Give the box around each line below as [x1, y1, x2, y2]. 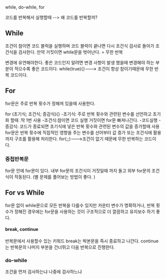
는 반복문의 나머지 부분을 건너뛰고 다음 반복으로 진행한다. [5, 244, 115, 250]
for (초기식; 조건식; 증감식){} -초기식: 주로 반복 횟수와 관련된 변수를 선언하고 [5, 111, 152, 117]
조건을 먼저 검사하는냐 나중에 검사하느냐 [5, 269, 82, 275]
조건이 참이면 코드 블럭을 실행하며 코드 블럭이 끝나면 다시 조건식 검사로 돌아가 [5, 43, 155, 49]
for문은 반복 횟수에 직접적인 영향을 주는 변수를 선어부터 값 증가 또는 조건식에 [5, 129, 152, 135]
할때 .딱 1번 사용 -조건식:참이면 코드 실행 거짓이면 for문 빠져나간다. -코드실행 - [10, 117, 161, 123]
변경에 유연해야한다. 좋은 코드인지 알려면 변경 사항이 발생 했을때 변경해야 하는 [5, 59, 155, 65]
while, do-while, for [5, 4, 45, 10]
